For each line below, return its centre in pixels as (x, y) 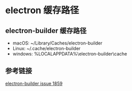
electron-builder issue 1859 (34, 83)
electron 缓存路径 (42, 10)
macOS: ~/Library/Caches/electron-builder (57, 43)
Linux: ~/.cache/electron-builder (46, 48)
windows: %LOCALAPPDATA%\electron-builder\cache (70, 54)
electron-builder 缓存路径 (46, 31)
